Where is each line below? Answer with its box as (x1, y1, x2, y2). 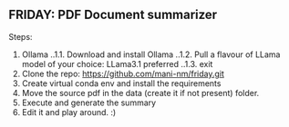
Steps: (8, 31, 33, 42)
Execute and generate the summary (21, 97, 157, 108)
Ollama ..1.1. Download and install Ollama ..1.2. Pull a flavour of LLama (21, 49, 281, 60)
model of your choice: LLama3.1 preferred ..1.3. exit (21, 58, 213, 69)
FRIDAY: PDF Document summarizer (8, 7, 218, 23)
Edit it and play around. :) (21, 106, 117, 117)
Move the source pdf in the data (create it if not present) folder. (21, 87, 260, 98)
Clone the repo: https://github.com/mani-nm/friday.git (21, 68, 225, 79)
